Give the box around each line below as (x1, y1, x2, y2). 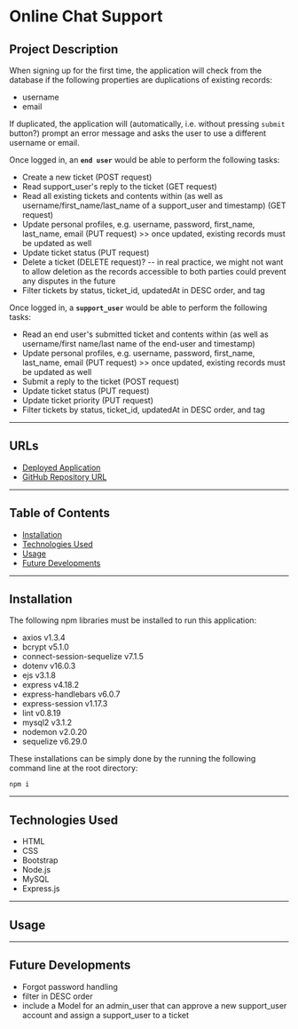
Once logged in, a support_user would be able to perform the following (9, 302, 268, 313)
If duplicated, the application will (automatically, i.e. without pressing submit (9, 118, 286, 129)
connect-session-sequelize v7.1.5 (21, 651, 145, 662)
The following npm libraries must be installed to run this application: (9, 615, 257, 626)
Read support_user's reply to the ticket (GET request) (21, 181, 217, 192)
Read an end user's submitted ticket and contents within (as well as (21, 329, 269, 339)
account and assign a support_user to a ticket (21, 1009, 189, 1020)
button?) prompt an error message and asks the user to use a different (9, 128, 267, 139)
